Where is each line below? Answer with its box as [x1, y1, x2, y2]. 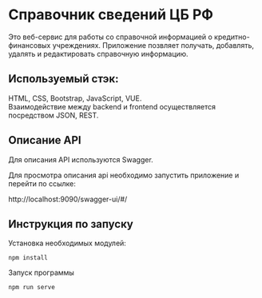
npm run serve [8, 284, 56, 292]
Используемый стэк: [8, 72, 119, 85]
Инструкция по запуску [8, 217, 133, 231]
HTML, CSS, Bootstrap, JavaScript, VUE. [8, 93, 142, 103]
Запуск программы [8, 268, 74, 277]
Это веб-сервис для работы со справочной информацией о [8, 32, 213, 42]
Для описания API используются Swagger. [8, 154, 153, 165]
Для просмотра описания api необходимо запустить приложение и [8, 170, 240, 180]
